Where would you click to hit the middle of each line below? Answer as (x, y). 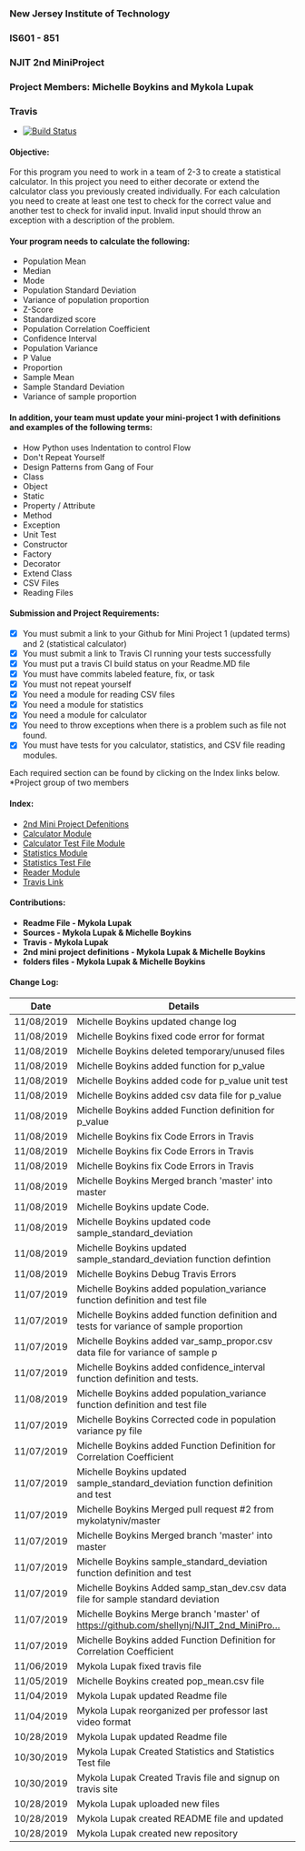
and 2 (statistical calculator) (74, 643)
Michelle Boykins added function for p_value (171, 1066)
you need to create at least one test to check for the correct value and (140, 201)
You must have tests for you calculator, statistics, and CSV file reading (154, 745)
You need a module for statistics (83, 705)
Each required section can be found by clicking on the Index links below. (144, 773)
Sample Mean (49, 377)
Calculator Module (57, 833)
